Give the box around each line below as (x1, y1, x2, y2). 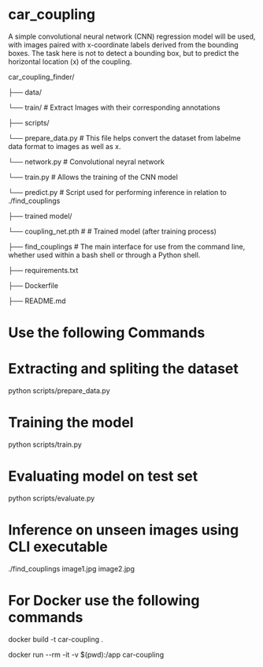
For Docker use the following (8, 592, 200, 609)
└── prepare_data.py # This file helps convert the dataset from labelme (8, 133, 242, 143)
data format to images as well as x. (8, 141, 121, 151)
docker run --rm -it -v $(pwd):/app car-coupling (8, 650, 164, 659)
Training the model (8, 414, 134, 432)
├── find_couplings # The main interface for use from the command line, (8, 242, 246, 251)
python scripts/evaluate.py (8, 493, 95, 503)
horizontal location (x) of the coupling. (8, 57, 132, 66)
